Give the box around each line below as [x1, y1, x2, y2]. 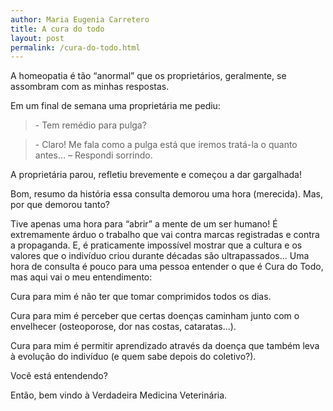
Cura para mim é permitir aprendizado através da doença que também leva [10, 340, 320, 352]
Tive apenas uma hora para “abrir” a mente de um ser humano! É [10, 218, 278, 230]
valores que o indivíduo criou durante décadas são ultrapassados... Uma [10, 250, 310, 262]
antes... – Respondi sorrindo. [34, 149, 153, 161]
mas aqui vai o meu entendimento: [10, 271, 153, 283]
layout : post [10, 33, 65, 43]
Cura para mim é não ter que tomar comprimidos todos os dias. [10, 291, 272, 303]
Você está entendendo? [10, 370, 108, 382]
